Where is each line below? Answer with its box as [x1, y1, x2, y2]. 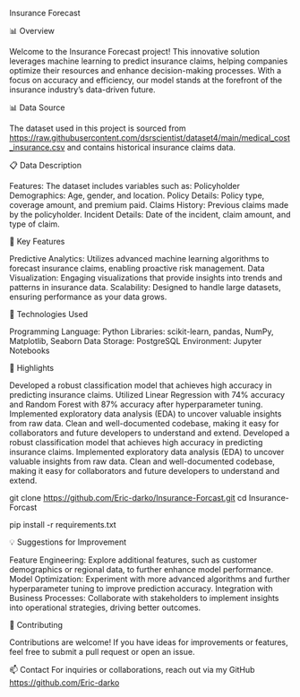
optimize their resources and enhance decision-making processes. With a [9, 65, 282, 75]
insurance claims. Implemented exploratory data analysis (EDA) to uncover [9, 447, 285, 457]
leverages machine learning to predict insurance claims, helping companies [9, 56, 288, 66]
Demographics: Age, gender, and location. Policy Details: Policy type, [9, 190, 265, 201]
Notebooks [9, 345, 50, 356]
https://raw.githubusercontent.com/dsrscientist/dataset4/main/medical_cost [9, 133, 291, 142]
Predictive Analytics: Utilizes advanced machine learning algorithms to [9, 254, 270, 263]
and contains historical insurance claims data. [66, 142, 236, 152]
